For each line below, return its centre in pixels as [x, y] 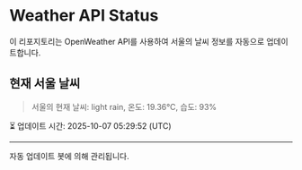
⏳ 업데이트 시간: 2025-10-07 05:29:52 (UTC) [91, 125]
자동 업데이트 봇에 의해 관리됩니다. [69, 156]
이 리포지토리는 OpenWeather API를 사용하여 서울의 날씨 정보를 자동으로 [137, 41]
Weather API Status [84, 16]
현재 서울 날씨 [45, 84]
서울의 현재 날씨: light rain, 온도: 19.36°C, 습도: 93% [124, 106]
